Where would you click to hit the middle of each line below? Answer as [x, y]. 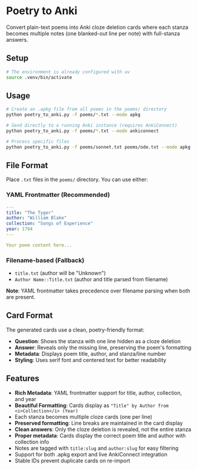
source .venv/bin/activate [39, 77]
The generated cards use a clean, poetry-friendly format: [75, 330]
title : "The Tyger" [30, 213]
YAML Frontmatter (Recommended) [58, 195]
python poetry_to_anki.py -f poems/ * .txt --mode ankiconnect [83, 131]
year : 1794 [19, 229]
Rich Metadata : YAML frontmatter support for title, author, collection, [98, 393]
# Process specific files [38, 142]
